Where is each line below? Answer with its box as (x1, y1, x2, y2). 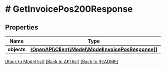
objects (7, 46, 26, 53)
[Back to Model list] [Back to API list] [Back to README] (5, 59, 119, 65)
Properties (5, 23, 39, 32)
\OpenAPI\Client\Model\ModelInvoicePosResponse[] (30, 46, 158, 53)
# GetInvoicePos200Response (5, 3, 133, 15)
